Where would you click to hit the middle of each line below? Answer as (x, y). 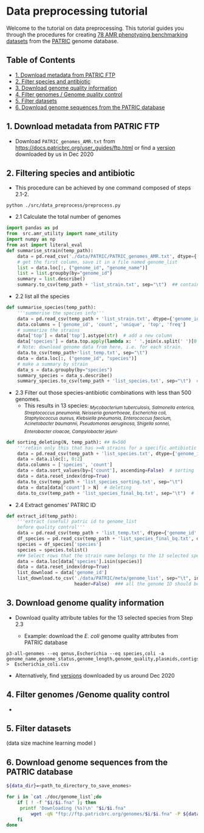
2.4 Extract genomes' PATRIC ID (55, 505)
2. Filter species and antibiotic (53, 81)
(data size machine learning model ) (51, 743)
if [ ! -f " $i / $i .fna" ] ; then (57, 803)
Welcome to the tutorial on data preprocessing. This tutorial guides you (95, 28)
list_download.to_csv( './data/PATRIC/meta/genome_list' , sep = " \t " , (104, 578)
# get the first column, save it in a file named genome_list (97, 262)
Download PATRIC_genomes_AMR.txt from (65, 141)
